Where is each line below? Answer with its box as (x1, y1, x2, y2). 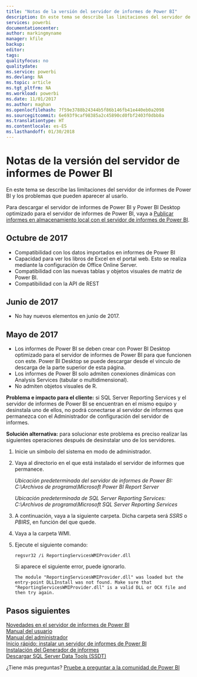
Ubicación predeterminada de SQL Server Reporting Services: (14, 495, 166, 502)
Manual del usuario (6, 628, 53, 635)
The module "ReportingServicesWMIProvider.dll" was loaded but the (14, 574, 183, 581)
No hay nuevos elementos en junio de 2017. (14, 313, 120, 320)
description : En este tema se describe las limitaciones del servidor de (6, 14, 191, 20)
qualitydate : (6, 63, 38, 69)
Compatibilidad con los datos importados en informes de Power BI (14, 249, 175, 256)
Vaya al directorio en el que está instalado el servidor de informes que (14, 460, 185, 467)
